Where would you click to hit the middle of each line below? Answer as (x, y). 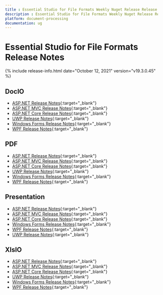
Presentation (25, 197)
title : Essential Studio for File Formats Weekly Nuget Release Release (81, 9)
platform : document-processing (37, 18)
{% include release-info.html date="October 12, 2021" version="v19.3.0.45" (81, 71)
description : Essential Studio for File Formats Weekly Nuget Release (79, 14)
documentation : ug (24, 23)
